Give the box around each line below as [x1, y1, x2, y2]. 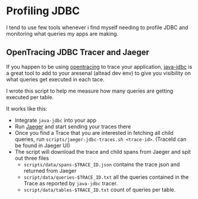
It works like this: [6, 105, 48, 112]
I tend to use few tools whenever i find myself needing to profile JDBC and [6, 24, 188, 31]
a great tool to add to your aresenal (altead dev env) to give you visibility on [6, 70, 191, 77]
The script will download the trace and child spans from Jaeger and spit [14, 148, 191, 155]
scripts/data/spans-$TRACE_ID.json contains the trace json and [23, 160, 180, 168]
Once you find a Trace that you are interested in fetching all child [14, 129, 174, 136]
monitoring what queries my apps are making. [6, 30, 119, 37]
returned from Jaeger [23, 167, 77, 174]
